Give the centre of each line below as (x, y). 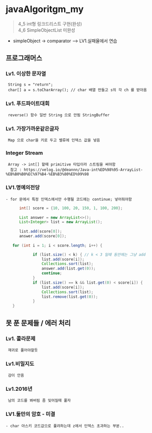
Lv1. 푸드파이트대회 (28, 103)
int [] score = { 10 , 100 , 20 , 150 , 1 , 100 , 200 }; (71, 208)
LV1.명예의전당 (23, 188)
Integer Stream (24, 153)
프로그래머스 (24, 58)
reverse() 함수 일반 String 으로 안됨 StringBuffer (59, 115)
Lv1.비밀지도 (20, 364)
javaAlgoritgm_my (45, 9)
